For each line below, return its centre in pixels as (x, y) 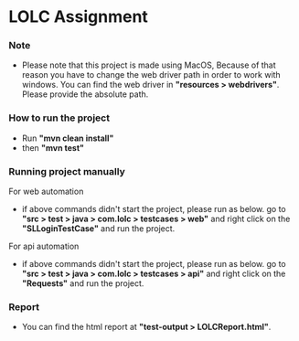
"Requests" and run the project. (83, 283)
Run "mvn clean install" (68, 138)
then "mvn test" (53, 147)
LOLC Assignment (78, 17)
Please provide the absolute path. (85, 94)
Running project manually (67, 171)
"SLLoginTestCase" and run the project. (98, 229)
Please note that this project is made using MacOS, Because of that (149, 65)
